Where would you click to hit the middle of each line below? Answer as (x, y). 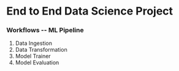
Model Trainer (33, 56)
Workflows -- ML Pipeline (45, 30)
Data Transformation (41, 50)
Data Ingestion (34, 43)
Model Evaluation (37, 63)
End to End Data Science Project (90, 11)
